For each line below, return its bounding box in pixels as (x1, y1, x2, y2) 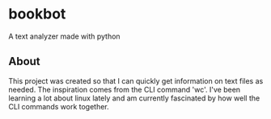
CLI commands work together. (8, 101, 109, 111)
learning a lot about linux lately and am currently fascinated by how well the (8, 93, 260, 103)
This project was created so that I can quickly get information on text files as (8, 76, 264, 85)
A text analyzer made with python (8, 31, 121, 41)
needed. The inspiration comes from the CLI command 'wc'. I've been (8, 84, 241, 94)
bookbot (8, 5, 66, 23)
